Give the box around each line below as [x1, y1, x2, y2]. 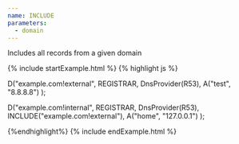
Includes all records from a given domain [7, 49, 142, 58]
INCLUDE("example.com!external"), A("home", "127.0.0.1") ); [7, 111, 205, 121]
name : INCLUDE [7, 11, 55, 20]
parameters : [7, 19, 47, 27]
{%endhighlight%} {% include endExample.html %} [7, 126, 177, 136]
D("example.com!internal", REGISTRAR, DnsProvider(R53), [7, 103, 200, 112]
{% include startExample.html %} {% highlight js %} [7, 64, 178, 73]
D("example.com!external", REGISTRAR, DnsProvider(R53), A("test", [7, 79, 231, 88]
